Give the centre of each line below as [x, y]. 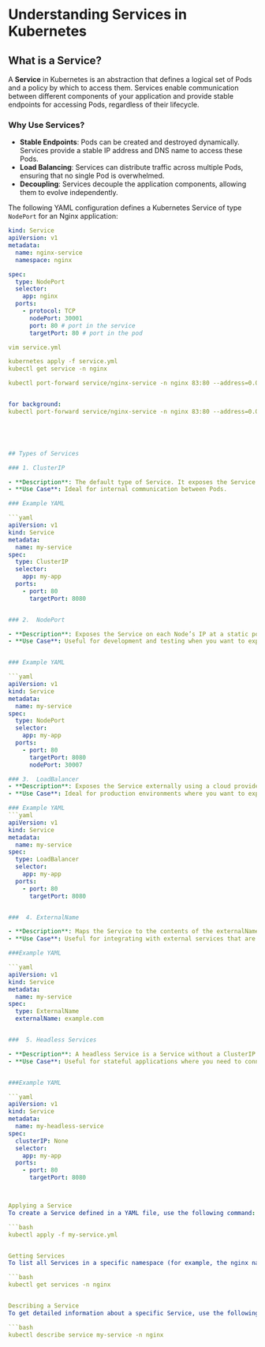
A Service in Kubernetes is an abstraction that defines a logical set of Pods [130, 79]
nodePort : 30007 [56, 765]
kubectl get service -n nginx [58, 369]
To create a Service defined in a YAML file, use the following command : [132, 1213]
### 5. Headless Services [52, 1040]
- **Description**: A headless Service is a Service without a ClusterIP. [134, 1054]
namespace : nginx [44, 260]
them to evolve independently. [69, 193]
